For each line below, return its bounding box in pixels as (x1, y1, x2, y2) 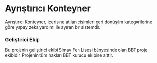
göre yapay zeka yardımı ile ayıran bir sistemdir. (5, 24, 101, 30)
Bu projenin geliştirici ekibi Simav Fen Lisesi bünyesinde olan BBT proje (5, 47, 148, 53)
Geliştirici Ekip (5, 36, 40, 43)
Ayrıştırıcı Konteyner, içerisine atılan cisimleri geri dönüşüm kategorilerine (5, 19, 153, 25)
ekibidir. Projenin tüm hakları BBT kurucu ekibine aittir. (5, 52, 114, 58)
